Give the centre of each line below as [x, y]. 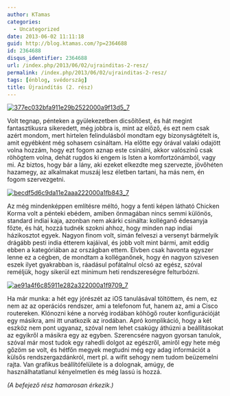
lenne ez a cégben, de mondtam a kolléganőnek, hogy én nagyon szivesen [113, 258]
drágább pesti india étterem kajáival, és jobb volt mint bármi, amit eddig [108, 243]
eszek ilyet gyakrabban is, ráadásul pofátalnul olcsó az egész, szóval [105, 264]
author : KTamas [29, 14]
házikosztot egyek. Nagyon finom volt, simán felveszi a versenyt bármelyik [113, 236]
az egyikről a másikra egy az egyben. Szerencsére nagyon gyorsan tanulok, [114, 335]
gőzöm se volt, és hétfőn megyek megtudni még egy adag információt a [109, 350]
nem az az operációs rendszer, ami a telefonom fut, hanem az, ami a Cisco [113, 306]
